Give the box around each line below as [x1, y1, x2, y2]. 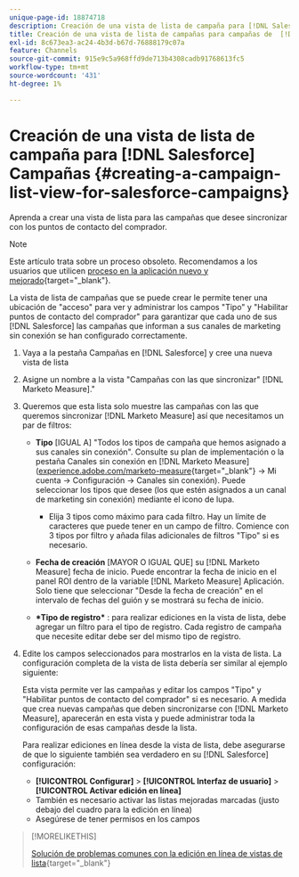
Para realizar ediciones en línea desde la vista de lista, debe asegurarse [21, 739, 286, 750]
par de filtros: [21, 420, 72, 430]
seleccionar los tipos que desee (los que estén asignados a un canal [35, 484, 287, 495]
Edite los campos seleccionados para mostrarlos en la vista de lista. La [21, 648, 282, 659]
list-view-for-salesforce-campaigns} [9, 182, 290, 202]
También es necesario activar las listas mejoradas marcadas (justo [35, 794, 280, 805]
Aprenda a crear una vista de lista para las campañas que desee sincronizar [9, 211, 287, 223]
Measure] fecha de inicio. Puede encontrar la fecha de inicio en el [35, 566, 278, 577]
